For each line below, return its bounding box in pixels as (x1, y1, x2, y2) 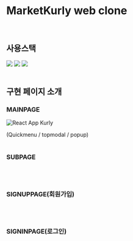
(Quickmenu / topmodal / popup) (6, 131, 89, 139)
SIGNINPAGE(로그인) (6, 227, 67, 235)
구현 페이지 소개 (6, 86, 62, 97)
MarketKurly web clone (6, 4, 128, 18)
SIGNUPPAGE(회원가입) (6, 189, 75, 198)
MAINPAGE (6, 105, 40, 114)
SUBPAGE (6, 153, 36, 161)
